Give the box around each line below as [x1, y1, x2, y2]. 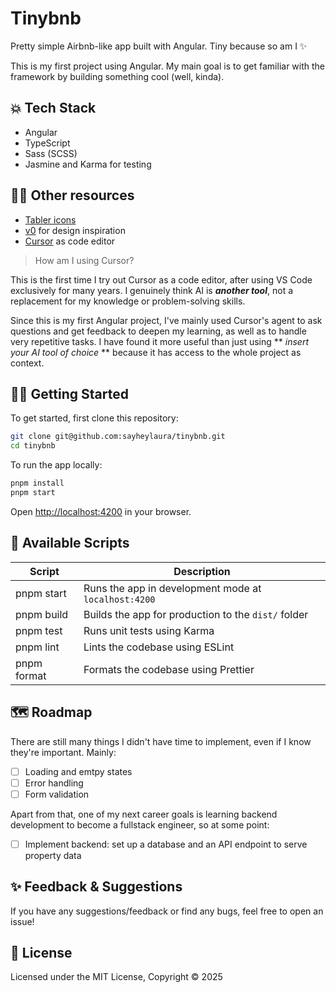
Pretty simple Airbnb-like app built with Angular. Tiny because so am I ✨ [10, 40, 308, 52]
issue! [10, 915, 35, 927]
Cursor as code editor [24, 235, 116, 247]
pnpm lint [15, 640, 60, 654]
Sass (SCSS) [24, 147, 78, 159]
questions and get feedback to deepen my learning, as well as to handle [10, 325, 307, 337]
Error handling [24, 777, 84, 789]
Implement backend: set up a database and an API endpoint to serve [24, 838, 308, 850]
